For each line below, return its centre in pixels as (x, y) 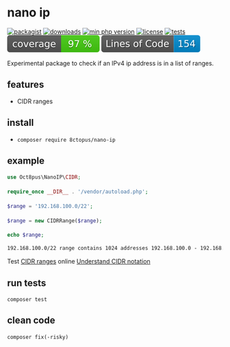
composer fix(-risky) (38, 337)
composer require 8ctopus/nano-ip (66, 140)
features (26, 85)
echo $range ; (26, 235)
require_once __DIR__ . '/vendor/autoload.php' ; (78, 192)
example (26, 160)
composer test (27, 299)
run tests (27, 283)
